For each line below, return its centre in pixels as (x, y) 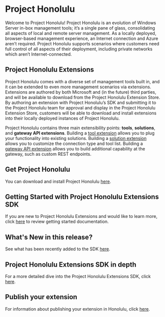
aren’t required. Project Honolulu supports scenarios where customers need (82, 43)
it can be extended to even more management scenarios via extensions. (78, 87)
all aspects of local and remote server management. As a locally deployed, (81, 33)
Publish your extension (41, 297)
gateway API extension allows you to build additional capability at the (75, 148)
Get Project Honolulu (38, 169)
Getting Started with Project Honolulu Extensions (82, 196)
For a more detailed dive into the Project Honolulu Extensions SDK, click (78, 276)
